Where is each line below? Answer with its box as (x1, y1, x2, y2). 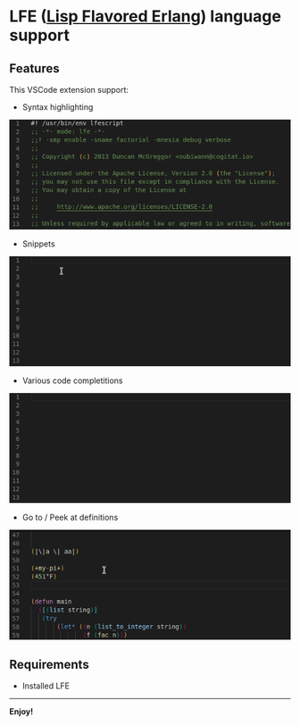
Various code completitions (21, 375, 123, 386)
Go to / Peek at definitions (21, 512, 119, 522)
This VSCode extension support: (9, 85, 129, 95)
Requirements (9, 656, 89, 672)
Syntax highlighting (21, 102, 94, 113)
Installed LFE (21, 680, 70, 691)
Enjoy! (9, 706, 34, 717)
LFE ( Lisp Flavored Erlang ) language (9, 6, 281, 27)
